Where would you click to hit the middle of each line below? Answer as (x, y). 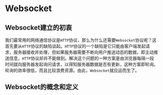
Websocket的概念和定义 (42, 87)
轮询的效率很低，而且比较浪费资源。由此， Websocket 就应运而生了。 (72, 70)
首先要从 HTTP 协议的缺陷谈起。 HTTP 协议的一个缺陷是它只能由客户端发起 (75, 46)
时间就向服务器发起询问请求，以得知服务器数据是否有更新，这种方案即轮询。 (81, 64)
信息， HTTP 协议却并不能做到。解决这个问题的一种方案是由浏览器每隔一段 (81, 58)
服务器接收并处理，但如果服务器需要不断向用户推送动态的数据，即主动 (83, 52)
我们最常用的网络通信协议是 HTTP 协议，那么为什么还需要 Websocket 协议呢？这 (81, 40)
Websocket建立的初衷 (39, 27)
